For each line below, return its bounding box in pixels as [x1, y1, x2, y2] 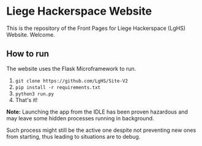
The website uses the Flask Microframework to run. [6, 65, 137, 72]
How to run [6, 49, 50, 59]
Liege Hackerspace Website [6, 4, 152, 18]
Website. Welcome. [6, 31, 55, 38]
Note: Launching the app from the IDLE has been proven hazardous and [6, 108, 189, 115]
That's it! [15, 96, 38, 103]
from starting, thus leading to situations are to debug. [6, 133, 141, 140]
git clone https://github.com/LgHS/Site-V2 [15, 78, 129, 84]
